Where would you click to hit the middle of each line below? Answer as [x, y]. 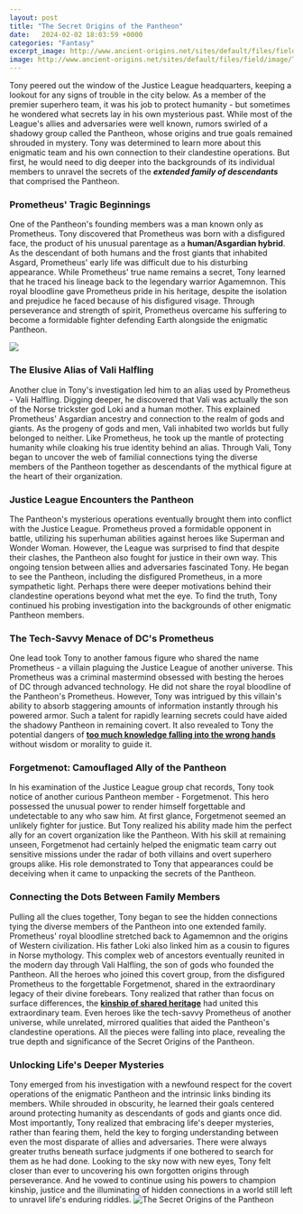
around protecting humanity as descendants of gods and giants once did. [146, 1113]
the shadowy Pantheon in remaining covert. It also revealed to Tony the [142, 725]
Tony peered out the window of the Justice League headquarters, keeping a [151, 85]
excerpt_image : [38, 51]
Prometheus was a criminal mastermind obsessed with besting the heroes [147, 677]
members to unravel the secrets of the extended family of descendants [144, 171]
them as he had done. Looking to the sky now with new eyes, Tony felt [140, 1162]
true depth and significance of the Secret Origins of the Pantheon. [132, 1041]
